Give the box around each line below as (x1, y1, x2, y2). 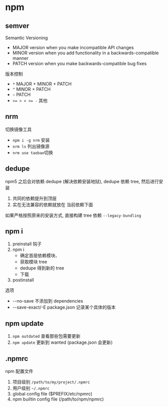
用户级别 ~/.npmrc (12, 385, 50, 391)
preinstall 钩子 (12, 241, 42, 247)
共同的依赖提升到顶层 (12, 195, 57, 201)
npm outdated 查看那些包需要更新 (12, 333, 81, 339)
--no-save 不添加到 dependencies (12, 298, 84, 304)
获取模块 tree (20, 259, 48, 265)
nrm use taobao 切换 (12, 150, 54, 156)
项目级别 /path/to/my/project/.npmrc (12, 379, 90, 385)
